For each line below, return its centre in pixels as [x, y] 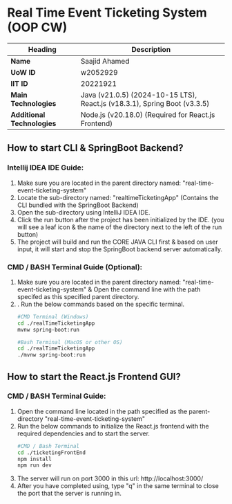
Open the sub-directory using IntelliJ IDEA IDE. [84, 212]
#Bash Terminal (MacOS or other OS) [70, 342]
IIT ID [20, 83]
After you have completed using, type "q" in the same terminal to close [118, 486]
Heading [42, 49]
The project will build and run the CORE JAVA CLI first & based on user [118, 242]
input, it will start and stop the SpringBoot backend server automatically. [120, 249]
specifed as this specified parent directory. [78, 296]
